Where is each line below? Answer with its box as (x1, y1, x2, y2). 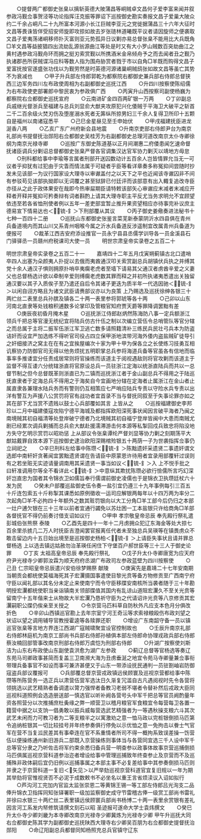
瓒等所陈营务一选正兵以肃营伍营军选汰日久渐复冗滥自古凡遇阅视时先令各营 (6, 677, 190, 684)
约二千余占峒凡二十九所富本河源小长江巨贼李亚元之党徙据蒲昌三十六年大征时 (6, 20, 195, 27)
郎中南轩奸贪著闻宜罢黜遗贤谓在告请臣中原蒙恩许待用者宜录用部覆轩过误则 (11, 452, 195, 459)
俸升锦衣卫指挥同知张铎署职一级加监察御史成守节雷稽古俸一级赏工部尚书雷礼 (6, 789, 195, 796)
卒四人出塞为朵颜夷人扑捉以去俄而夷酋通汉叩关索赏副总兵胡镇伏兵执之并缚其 (6, 258, 195, 265)
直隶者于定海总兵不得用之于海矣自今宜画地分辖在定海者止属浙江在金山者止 (11, 377, 195, 384)
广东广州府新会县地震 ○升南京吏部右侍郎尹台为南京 (54, 125, 192, 132)
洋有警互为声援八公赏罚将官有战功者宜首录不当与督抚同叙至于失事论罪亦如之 (6, 392, 195, 399)
